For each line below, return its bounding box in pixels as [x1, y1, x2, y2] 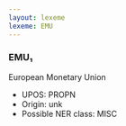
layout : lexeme [8, 13, 66, 22]
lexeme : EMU [8, 22, 53, 31]
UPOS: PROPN [21, 89, 76, 100]
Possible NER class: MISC [21, 108, 118, 119]
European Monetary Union [8, 71, 107, 82]
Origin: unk [21, 98, 63, 109]
